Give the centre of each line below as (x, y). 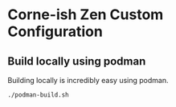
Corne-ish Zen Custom (86, 15)
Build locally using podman (77, 61)
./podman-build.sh (38, 95)
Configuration (55, 32)
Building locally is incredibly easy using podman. (88, 80)
